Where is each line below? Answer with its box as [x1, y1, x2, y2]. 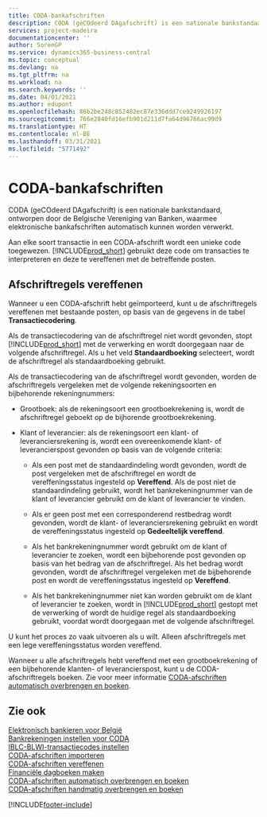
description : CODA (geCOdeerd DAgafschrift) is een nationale [8, 19, 219, 27]
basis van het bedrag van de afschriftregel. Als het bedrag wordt [31, 558, 244, 569]
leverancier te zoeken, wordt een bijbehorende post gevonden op [31, 551, 246, 560]
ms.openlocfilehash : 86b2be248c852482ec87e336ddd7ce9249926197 [8, 108, 222, 116]
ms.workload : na [8, 78, 62, 86]
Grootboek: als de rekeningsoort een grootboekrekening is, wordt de [19, 404, 245, 414]
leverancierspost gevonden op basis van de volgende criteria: [19, 445, 222, 454]
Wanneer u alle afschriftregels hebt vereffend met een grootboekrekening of [8, 656, 258, 665]
